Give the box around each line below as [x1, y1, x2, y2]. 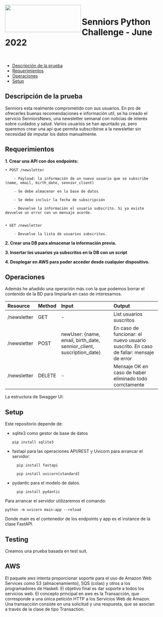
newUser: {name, [61, 331, 100, 337]
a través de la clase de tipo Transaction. [5, 606, 85, 612]
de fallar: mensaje [113, 349, 154, 356]
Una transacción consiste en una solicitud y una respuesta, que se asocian [5, 601, 155, 607]
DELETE [38, 372, 57, 379]
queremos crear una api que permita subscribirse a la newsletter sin [5, 126, 142, 131]
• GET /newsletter [5, 223, 42, 228]
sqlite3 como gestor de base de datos [12, 430, 88, 436]
